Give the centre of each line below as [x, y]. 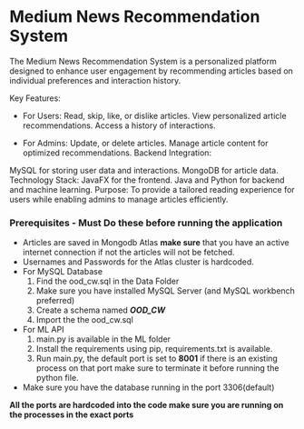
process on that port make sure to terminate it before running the [157, 368]
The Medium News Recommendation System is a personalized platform [143, 61]
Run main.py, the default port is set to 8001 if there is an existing [157, 359]
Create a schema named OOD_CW [101, 310]
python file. [57, 378]
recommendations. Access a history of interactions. [119, 125]
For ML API [43, 330]
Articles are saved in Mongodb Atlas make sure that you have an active [156, 243]
